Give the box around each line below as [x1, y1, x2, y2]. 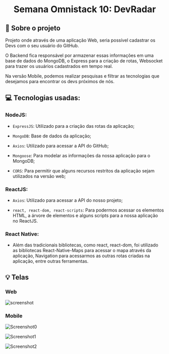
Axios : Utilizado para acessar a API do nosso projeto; [12, 197, 123, 203]
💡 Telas [5, 273, 29, 281]
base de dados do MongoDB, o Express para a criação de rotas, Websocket [5, 58, 163, 64]
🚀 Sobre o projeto [5, 24, 61, 32]
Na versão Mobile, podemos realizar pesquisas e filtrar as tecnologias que [5, 73, 160, 79]
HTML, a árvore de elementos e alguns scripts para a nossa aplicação [12, 212, 158, 219]
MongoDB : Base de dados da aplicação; [12, 133, 91, 139]
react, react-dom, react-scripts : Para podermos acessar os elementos [12, 207, 164, 213]
